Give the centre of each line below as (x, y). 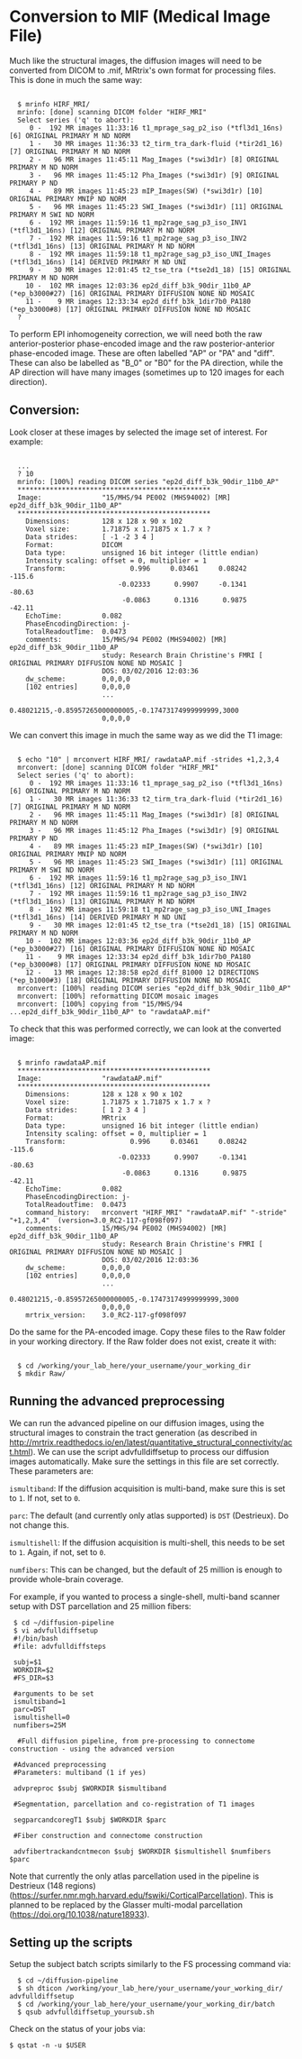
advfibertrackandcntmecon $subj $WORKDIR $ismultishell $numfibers (142, 1851)
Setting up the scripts (71, 1942)
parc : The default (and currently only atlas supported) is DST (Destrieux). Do (149, 1515)
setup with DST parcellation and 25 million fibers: (100, 1606)
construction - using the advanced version (92, 1749)
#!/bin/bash (36, 1638)
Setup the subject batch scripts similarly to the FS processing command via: (150, 1964)
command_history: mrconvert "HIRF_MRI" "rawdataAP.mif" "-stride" (156, 1213)
